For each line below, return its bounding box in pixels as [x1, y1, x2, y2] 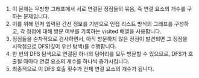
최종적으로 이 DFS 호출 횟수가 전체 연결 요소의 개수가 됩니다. [11, 65, 154, 72]
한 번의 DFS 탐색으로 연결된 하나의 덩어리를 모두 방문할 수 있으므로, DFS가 [11, 50, 187, 57]
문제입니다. [23, 13, 49, 20]
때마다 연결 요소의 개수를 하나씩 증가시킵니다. [23, 58, 130, 65]
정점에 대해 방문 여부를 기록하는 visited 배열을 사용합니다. [26, 28, 162, 35]
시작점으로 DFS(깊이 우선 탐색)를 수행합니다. [11, 43, 117, 50]
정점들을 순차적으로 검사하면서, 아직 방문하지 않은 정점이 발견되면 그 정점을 [11, 35, 188, 42]
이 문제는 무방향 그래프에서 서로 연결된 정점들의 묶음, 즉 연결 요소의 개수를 [11, 5, 186, 12]
